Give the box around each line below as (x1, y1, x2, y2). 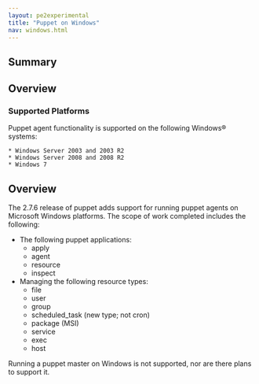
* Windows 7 (8, 161, 47, 169)
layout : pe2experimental (8, 11, 89, 20)
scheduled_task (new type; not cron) (31, 310, 151, 319)
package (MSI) (31, 319, 79, 328)
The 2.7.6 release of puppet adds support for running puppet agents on (8, 203, 239, 212)
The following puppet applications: (19, 235, 132, 245)
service (31, 327, 57, 337)
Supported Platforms (8, 105, 90, 116)
